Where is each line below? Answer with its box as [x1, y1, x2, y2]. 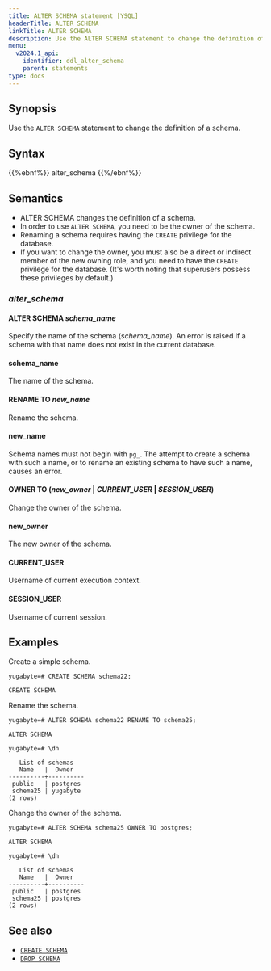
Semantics [8, 191, 64, 205]
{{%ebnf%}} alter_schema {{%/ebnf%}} [8, 168, 142, 178]
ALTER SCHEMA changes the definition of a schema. [19, 213, 196, 223]
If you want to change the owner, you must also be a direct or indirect [19, 247, 252, 257]
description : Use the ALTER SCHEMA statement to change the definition [8, 34, 254, 43]
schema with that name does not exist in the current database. [8, 340, 216, 350]
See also [8, 923, 52, 937]
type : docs [8, 72, 45, 80]
